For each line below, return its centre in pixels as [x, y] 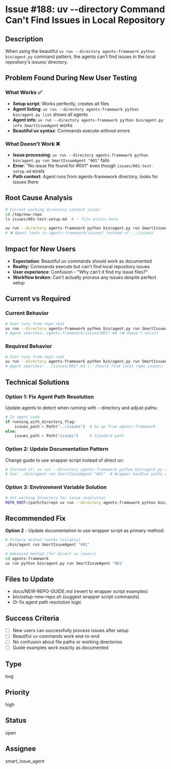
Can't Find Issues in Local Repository [85, 20]
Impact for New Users [41, 249]
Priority [17, 692]
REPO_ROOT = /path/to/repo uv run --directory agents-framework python [81, 502]
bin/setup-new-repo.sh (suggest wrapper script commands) [76, 597]
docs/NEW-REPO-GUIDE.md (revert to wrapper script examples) [80, 591]
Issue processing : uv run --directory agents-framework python [80, 155]
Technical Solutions [37, 382]
